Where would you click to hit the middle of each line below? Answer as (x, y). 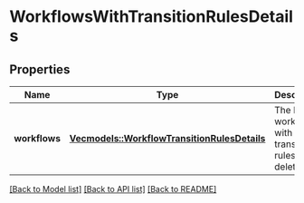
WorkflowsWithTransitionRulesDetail (152, 17)
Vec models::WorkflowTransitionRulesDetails (167, 138)
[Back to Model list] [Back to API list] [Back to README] (113, 189)
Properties (40, 69)
